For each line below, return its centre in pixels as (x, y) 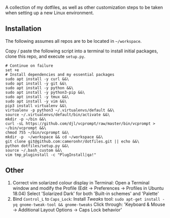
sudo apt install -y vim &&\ (36, 101)
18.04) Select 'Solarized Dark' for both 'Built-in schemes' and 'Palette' (86, 194)
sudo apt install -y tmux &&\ (37, 97)
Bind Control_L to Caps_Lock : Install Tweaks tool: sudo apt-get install (87, 199)
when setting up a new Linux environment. (50, 13)
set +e (12, 70)
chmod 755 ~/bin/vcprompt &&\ (37, 132)
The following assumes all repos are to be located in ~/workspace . (74, 41)
